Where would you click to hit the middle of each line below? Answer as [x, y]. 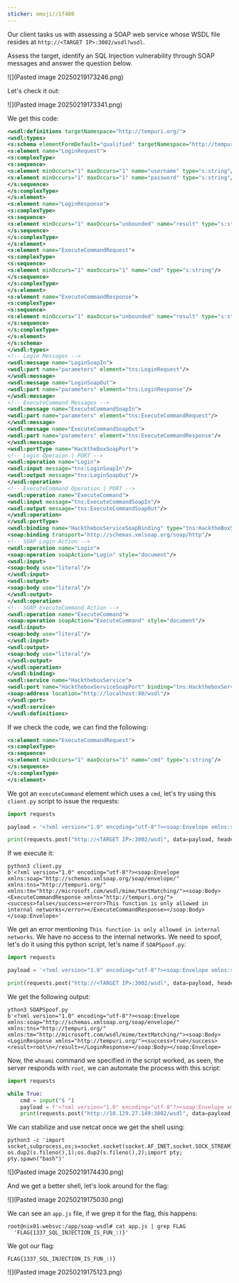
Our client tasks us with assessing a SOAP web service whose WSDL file [114, 34]
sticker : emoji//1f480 [41, 14]
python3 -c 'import [36, 1140]
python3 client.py [34, 866]
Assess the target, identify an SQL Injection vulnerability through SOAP [111, 56]
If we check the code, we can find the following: [78, 727]
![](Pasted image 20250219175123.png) [65, 1272]
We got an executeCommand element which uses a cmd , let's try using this [112, 793]
